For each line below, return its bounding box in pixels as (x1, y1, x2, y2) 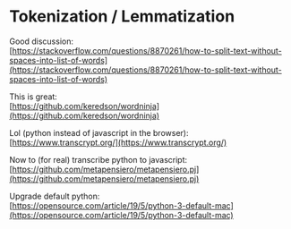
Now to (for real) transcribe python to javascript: (9, 154, 188, 165)
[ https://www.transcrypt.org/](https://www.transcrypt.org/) (9, 137, 227, 148)
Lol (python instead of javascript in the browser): (9, 127, 189, 138)
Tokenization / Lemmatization (9, 6, 235, 27)
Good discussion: (9, 36, 74, 47)
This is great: (9, 91, 58, 102)
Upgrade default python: (9, 191, 100, 201)
